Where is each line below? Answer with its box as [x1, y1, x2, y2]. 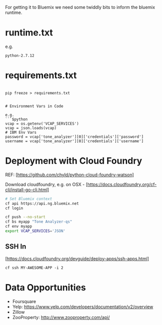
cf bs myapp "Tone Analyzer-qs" [5, 219, 72, 224]
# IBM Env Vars [5, 130, 37, 135]
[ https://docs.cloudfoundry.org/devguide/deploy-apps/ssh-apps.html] [5, 256, 150, 262]
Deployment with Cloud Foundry [5, 155, 143, 167]
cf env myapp [5, 224, 32, 229]
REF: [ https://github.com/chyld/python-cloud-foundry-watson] [5, 172, 134, 178]
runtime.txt [5, 27, 53, 38]
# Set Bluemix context [5, 196, 52, 201]
